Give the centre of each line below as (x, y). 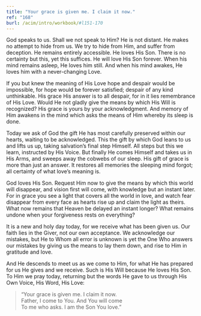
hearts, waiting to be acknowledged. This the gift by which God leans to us (99, 140)
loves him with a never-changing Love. (54, 72)
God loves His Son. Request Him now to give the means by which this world (100, 183)
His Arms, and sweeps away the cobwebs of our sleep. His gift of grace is (97, 159)
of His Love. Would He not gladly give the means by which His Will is (91, 103)
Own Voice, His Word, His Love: (46, 283)
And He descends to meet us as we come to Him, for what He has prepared (100, 264)
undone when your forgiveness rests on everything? (70, 215)
